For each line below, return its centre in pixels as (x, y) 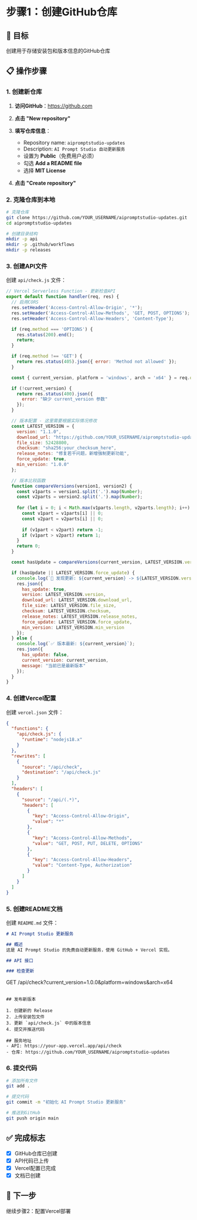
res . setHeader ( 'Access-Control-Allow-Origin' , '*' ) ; (77, 308)
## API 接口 (20, 961)
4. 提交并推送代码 (26, 1030)
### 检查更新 (20, 971)
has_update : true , (44, 589)
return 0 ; (29, 546)
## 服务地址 (19, 1041)
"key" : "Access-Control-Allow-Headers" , (82, 860)
